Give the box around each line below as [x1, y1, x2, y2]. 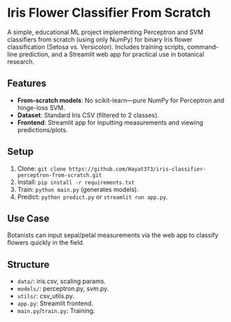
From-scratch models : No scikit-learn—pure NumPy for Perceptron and [17, 96, 225, 104]
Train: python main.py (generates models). [17, 185, 139, 193]
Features [7, 78, 47, 90]
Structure [7, 259, 50, 271]
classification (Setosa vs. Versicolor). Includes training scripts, [7, 42, 186, 51]
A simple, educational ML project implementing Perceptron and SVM [7, 28, 204, 36]
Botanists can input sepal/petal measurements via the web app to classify [7, 231, 219, 239]
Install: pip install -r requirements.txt [17, 177, 135, 186]
